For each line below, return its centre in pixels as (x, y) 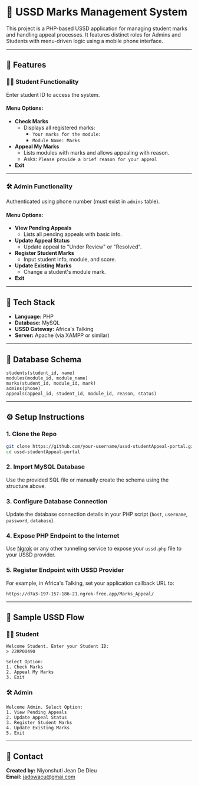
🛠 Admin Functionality (39, 186)
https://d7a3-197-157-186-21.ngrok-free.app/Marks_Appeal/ (80, 594)
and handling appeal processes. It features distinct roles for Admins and (93, 34)
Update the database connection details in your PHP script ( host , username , (97, 514)
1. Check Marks (25, 667)
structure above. (26, 486)
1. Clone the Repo (32, 434)
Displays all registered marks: (59, 127)
